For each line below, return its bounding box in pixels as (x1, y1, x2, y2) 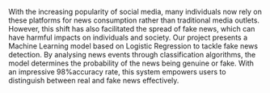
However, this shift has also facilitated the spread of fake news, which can (8, 24, 255, 33)
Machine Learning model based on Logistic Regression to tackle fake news (8, 41, 259, 51)
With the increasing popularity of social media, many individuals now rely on (8, 7, 263, 16)
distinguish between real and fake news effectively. (8, 76, 179, 85)
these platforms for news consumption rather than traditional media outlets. (8, 15, 260, 25)
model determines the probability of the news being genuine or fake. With (8, 58, 255, 68)
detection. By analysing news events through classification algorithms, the (8, 50, 256, 59)
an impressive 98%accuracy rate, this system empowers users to (8, 67, 226, 76)
